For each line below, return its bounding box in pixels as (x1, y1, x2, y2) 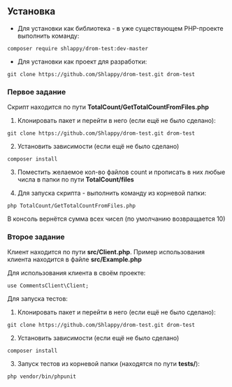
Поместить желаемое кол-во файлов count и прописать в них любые (17, 168, 226, 177)
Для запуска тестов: (7, 295, 68, 303)
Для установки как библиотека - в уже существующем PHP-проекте (17, 24, 224, 32)
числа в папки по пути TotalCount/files (17, 175, 134, 184)
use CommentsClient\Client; (7, 282, 89, 289)
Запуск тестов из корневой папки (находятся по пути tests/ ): (17, 360, 201, 368)
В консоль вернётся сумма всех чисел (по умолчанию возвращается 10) (7, 214, 226, 223)
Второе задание (7, 232, 65, 242)
